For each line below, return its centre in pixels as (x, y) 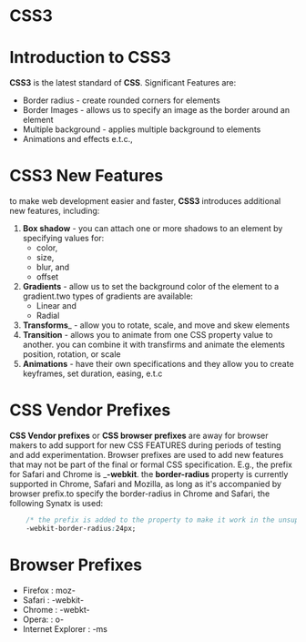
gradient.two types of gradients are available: (108, 296)
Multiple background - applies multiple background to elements (142, 129)
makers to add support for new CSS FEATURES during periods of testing (145, 445)
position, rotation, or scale (71, 354)
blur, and (53, 267)
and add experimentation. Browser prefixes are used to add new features (147, 455)
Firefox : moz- (49, 590)
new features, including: (55, 211)
